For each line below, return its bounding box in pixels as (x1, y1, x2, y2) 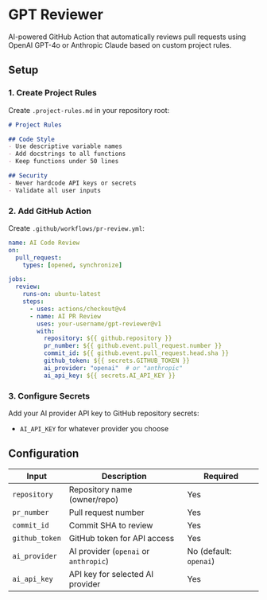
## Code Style (8, 135, 56, 143)
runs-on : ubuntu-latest (22, 290, 102, 298)
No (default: (187, 545, 232, 556)
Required (203, 470, 239, 481)
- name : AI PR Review (29, 312, 102, 320)
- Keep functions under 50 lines (8, 158, 119, 166)
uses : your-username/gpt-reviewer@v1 (37, 320, 161, 328)
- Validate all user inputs (8, 186, 102, 194)
